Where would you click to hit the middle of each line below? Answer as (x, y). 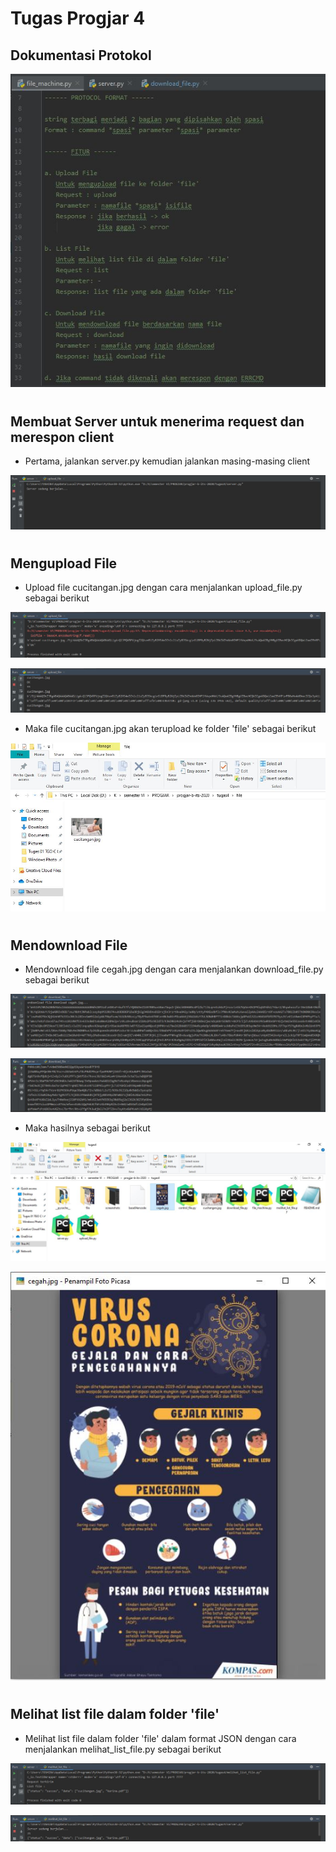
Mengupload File (64, 563)
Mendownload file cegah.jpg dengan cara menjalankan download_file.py (174, 969)
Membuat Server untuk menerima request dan (157, 421)
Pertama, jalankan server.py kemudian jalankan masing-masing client (167, 461)
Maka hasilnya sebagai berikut (87, 1128)
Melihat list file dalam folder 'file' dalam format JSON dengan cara (160, 1738)
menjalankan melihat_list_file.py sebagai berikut (123, 1749)
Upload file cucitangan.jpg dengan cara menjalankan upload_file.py (163, 588)
